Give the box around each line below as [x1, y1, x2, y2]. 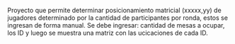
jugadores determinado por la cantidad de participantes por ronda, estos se [7, 13, 229, 22]
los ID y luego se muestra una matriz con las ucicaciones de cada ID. [7, 28, 208, 37]
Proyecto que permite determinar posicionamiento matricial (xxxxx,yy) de [7, 6, 222, 14]
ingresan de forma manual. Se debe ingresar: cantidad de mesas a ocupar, [7, 21, 225, 29]
